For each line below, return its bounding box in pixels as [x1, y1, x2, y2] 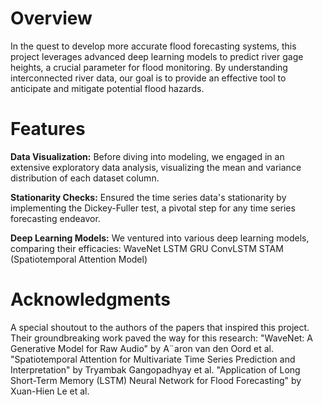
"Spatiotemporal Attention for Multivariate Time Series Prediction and [10, 353, 296, 365]
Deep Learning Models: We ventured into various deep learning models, [10, 232, 310, 244]
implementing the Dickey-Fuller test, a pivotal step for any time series [10, 202, 296, 214]
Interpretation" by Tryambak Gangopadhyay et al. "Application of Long [10, 363, 301, 376]
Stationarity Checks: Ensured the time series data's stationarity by [10, 191, 287, 203]
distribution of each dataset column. [10, 172, 160, 184]
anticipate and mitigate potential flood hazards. [10, 82, 205, 94]
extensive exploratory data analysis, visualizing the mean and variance [10, 161, 302, 173]
